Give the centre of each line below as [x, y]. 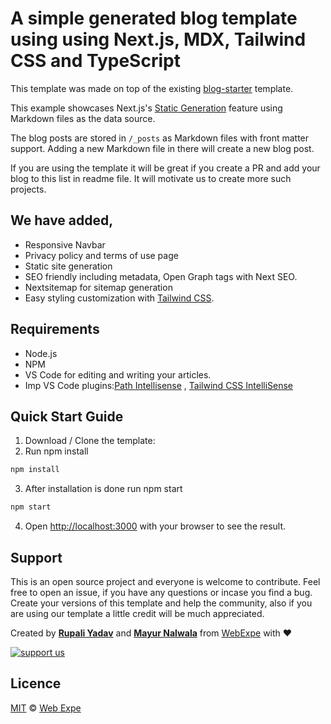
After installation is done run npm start [103, 489]
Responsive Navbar [65, 244]
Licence [36, 683]
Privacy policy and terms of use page [101, 255]
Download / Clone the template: [90, 441]
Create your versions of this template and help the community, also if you [161, 603]
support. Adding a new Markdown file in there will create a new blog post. [162, 148]
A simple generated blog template [154, 18]
